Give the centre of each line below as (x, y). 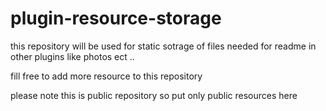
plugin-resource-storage (116, 18)
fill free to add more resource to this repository (106, 76)
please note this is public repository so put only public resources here (154, 95)
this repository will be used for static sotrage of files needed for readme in (163, 46)
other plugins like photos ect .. (72, 56)
